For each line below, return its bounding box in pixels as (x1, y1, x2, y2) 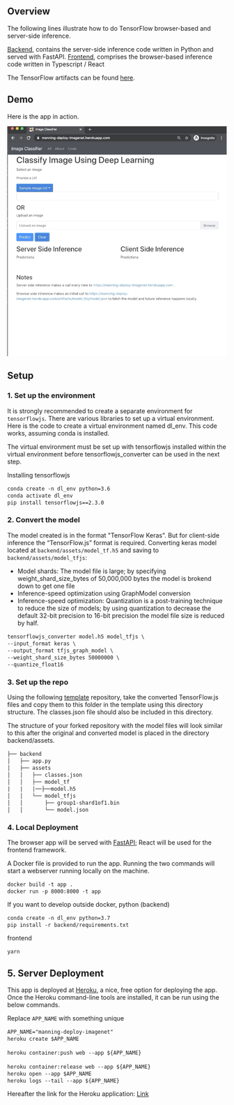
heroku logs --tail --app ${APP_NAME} (7, 1078, 120, 1085)
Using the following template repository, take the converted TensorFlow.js (7, 693, 219, 702)
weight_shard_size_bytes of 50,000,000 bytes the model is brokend (17, 574, 212, 582)
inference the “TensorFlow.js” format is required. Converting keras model (7, 538, 217, 547)
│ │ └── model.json (7, 806, 89, 814)
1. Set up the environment (7, 391, 95, 401)
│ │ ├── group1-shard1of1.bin (7, 799, 120, 807)
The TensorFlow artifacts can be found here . (7, 73, 135, 82)
